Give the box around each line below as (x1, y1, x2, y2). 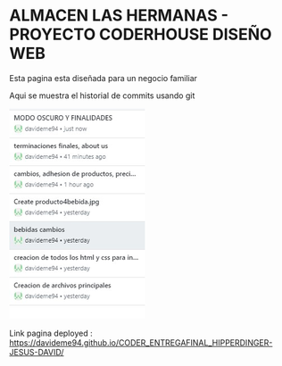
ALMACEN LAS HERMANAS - (9, 5, 229, 26)
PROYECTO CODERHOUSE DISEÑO (9, 24, 272, 45)
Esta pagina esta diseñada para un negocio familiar (9, 72, 198, 83)
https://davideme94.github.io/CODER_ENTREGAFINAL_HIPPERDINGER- (9, 337, 273, 348)
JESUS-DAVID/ (9, 346, 64, 357)
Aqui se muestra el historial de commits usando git (9, 90, 195, 101)
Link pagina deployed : (9, 328, 93, 338)
